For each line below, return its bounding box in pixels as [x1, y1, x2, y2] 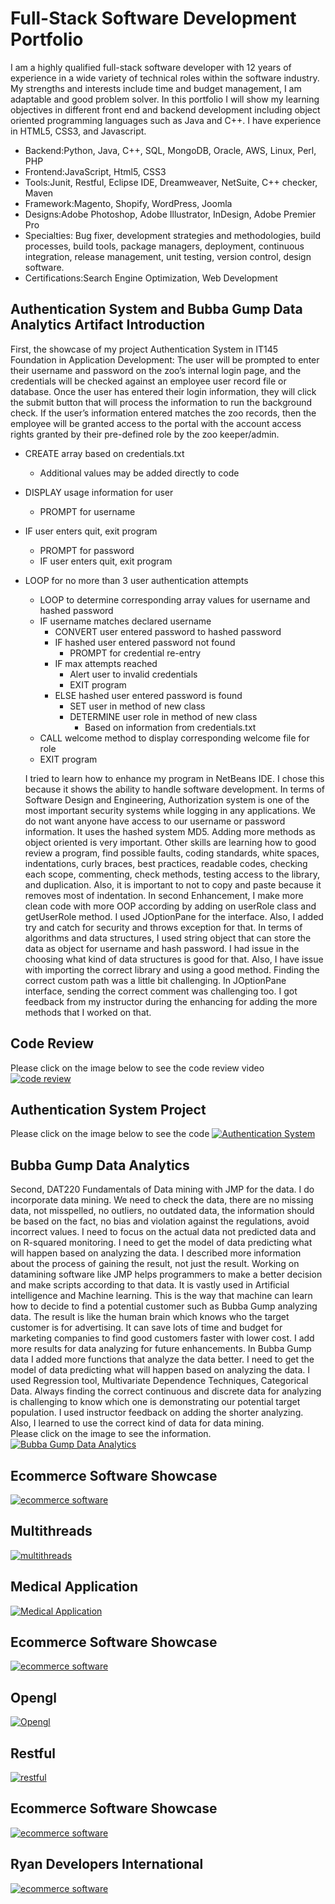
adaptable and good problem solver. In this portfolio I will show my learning [10, 93, 320, 105]
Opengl [10, 1689, 57, 1706]
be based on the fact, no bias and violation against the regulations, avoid [10, 1215, 310, 1227]
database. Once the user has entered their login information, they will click [10, 385, 317, 397]
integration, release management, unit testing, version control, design [24, 250, 312, 262]
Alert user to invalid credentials [69, 668, 198, 680]
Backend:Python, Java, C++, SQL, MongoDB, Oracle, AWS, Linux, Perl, [24, 144, 317, 156]
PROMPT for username [39, 505, 136, 517]
